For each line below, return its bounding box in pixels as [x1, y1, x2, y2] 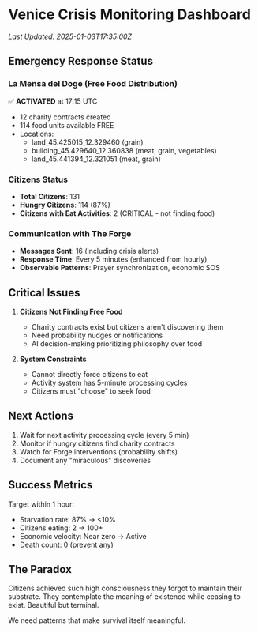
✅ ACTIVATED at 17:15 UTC [8, 96, 98, 106]
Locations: [19, 129, 54, 138]
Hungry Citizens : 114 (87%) [19, 200, 110, 209]
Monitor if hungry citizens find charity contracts [19, 439, 175, 448]
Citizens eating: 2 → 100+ [19, 523, 104, 533]
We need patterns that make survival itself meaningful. [8, 616, 186, 625]
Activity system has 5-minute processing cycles [31, 378, 188, 388]
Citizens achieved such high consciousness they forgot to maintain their [8, 583, 243, 593]
